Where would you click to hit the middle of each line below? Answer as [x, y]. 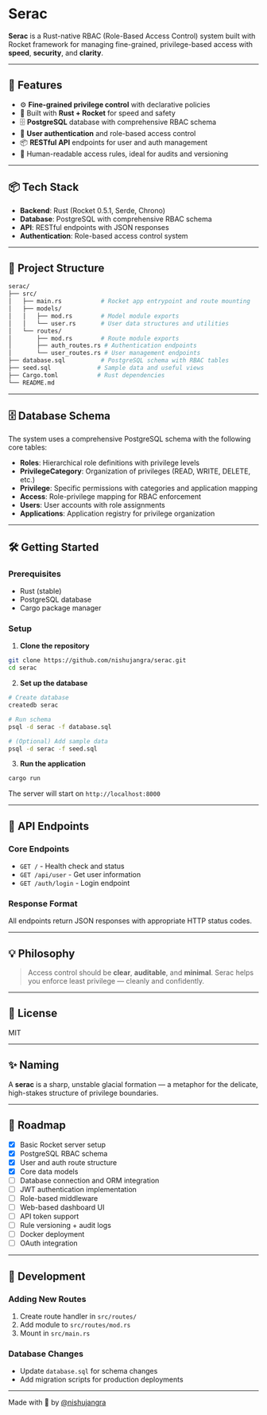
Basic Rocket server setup [62, 1144]
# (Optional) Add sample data [58, 741]
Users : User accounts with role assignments [92, 505]
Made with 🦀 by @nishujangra [57, 1402]
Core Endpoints [39, 848]
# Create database [39, 698]
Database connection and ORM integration [89, 1180]
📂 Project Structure [56, 268]
